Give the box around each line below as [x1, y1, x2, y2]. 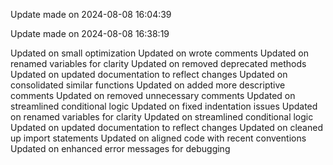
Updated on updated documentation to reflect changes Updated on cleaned [10, 122, 323, 133]
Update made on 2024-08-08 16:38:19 [10, 28, 170, 39]
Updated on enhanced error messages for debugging [10, 143, 231, 154]
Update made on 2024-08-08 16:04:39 [10, 9, 172, 20]
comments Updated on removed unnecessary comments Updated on [10, 90, 296, 101]
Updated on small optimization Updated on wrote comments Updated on [10, 47, 310, 59]
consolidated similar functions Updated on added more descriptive [10, 79, 286, 91]
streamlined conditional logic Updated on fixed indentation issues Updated [10, 100, 318, 112]
